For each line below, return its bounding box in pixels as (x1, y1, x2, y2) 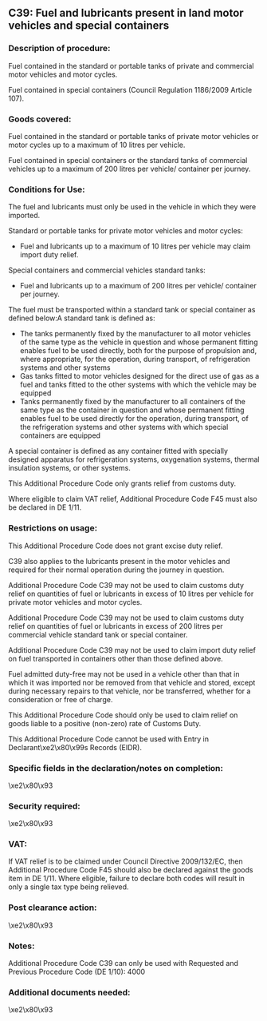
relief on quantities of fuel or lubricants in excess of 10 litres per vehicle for (8, 589, 254, 598)
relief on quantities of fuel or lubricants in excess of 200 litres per (8, 621, 223, 630)
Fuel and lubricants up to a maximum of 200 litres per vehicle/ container (19, 281, 257, 291)
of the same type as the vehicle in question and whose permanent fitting (19, 337, 258, 347)
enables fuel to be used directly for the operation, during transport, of (19, 414, 249, 423)
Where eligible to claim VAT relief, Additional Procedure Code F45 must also (8, 495, 257, 504)
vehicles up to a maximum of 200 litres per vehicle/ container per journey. (8, 164, 251, 173)
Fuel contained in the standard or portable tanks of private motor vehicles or (8, 131, 259, 141)
